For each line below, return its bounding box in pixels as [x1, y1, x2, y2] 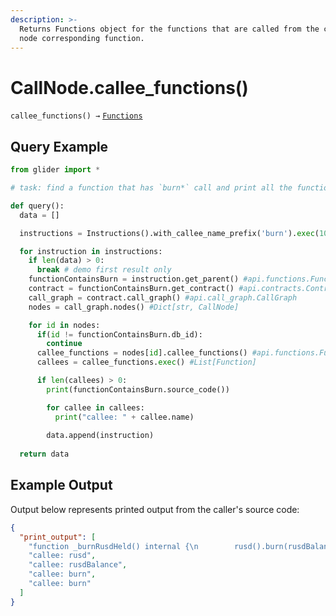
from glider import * [10, 165, 101, 175]
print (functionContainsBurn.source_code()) [46, 384, 230, 395]
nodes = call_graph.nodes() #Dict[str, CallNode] [28, 302, 240, 312]
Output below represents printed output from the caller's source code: [10, 503, 300, 515]
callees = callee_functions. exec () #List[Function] [36, 357, 257, 368]
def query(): [10, 201, 65, 211]
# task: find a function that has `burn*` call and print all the [10, 183, 293, 193]
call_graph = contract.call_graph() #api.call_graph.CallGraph [28, 292, 298, 303]
